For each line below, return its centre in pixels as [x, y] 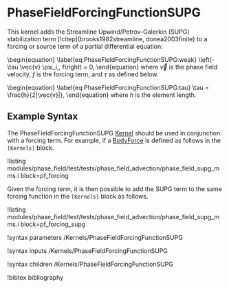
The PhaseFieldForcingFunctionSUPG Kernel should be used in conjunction [114, 133]
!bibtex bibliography [35, 277]
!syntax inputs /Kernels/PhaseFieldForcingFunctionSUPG [88, 251]
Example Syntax [43, 117]
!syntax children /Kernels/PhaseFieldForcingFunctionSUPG [90, 264]
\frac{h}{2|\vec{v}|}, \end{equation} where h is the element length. [102, 95]
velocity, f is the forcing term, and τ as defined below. [83, 74]
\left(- [207, 59]
